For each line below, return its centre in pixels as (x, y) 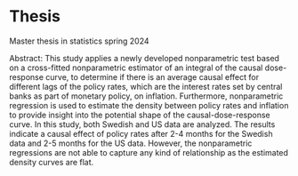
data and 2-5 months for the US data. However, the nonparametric (131, 143)
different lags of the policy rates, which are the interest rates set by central (146, 86)
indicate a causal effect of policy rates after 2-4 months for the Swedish (141, 133)
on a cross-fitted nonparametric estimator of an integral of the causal (136, 68)
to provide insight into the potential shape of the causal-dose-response (140, 115)
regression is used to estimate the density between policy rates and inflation (149, 105)
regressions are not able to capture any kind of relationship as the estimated (149, 152)
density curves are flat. (52, 162)
